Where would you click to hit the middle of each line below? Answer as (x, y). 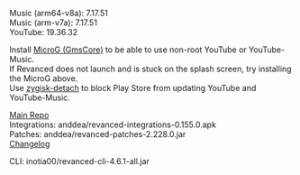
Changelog (30, 144)
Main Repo (29, 115)
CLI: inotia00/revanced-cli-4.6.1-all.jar (80, 161)
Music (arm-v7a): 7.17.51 (53, 23)
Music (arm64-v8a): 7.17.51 (59, 13)
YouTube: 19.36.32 (44, 32)
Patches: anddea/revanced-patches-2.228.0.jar (98, 134)
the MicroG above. (44, 78)
